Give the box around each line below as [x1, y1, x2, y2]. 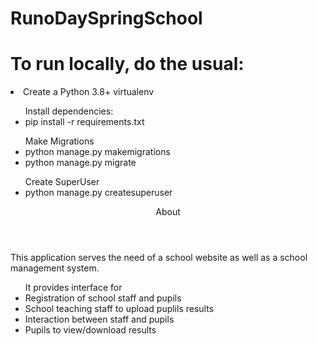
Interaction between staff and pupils [24, 313, 175, 326]
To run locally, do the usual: [10, 53, 245, 76]
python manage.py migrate [24, 157, 137, 169]
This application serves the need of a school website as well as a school [10, 252, 308, 264]
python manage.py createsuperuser [24, 187, 173, 199]
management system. [10, 262, 100, 274]
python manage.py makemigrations [24, 146, 171, 158]
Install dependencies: [24, 105, 114, 117]
